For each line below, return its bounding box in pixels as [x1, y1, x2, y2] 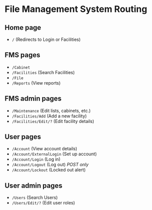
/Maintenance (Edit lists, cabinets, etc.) [11, 107, 91, 113]
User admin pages [4, 181, 63, 190]
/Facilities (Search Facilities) [11, 69, 75, 75]
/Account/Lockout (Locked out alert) [11, 167, 86, 173]
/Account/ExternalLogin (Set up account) [11, 151, 97, 157]
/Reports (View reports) [11, 80, 61, 86]
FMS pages [4, 51, 40, 59]
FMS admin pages [4, 95, 62, 103]
